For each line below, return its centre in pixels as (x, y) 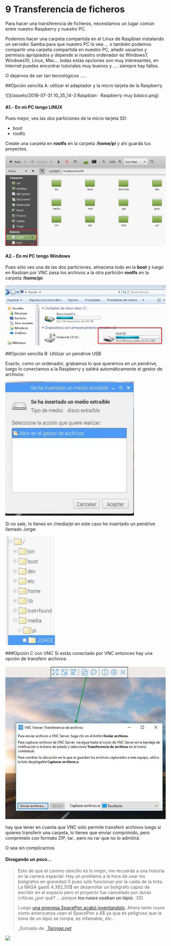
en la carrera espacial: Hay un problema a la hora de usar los (81, 876)
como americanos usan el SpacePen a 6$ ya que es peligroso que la (90, 913)
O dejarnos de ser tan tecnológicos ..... (46, 75)
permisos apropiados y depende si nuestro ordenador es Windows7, (77, 55)
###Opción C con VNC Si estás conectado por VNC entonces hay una (79, 653)
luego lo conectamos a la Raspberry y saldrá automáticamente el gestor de (84, 369)
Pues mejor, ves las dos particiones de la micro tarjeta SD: (66, 119)
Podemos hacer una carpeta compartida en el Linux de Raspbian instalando (85, 39)
